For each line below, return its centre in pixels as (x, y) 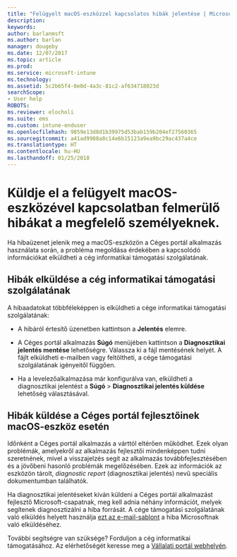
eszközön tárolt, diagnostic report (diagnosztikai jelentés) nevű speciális (113, 474)
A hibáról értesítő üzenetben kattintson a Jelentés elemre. (102, 329)
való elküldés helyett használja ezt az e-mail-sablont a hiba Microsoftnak (113, 517)
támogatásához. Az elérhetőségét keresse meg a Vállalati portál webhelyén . (117, 546)
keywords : (22, 27)
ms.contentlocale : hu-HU (44, 152)
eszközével (41, 208)
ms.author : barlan (34, 40)
